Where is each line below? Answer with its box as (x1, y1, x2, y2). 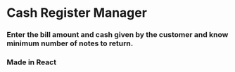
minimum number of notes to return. (6, 38, 134, 48)
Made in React (6, 57, 57, 67)
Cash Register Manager (6, 5, 147, 21)
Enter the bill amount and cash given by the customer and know (6, 30, 229, 40)
